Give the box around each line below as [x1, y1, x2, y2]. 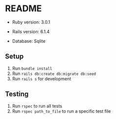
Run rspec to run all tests [12, 103, 62, 109]
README [5, 3, 42, 14]
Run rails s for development [12, 75, 71, 81]
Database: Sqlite [12, 38, 46, 44]
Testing [5, 90, 29, 98]
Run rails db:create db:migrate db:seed [12, 71, 96, 76]
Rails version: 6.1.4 [12, 28, 50, 34]
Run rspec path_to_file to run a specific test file [12, 108, 111, 114]
